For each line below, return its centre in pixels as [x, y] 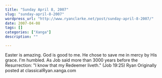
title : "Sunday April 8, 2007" [37, 10]
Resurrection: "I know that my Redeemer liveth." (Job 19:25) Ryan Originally [81, 65]
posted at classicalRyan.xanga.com [41, 70]
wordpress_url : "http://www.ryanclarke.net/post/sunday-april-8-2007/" [79, 19]
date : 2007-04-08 [23, 23]
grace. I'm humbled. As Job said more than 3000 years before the [71, 60]
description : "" [21, 37]
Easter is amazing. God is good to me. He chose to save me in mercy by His [81, 55]
